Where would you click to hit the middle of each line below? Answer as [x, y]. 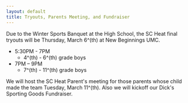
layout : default [26, 11]
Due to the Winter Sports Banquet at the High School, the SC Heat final [92, 33]
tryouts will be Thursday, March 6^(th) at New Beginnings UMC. [83, 40]
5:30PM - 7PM [32, 51]
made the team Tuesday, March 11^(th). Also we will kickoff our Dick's [90, 87]
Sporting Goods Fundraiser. [39, 94]
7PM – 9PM [28, 63]
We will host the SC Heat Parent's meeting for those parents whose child [94, 81]
